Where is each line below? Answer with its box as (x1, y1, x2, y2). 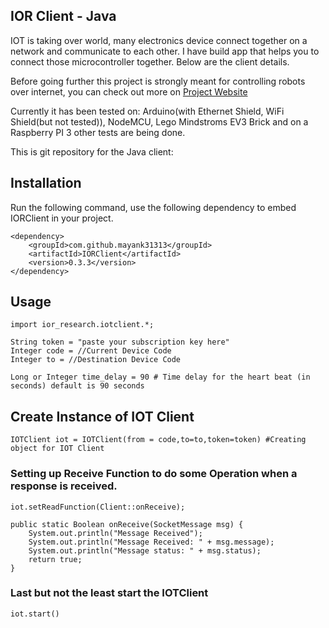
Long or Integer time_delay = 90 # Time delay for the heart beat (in (10, 372, 311, 383)
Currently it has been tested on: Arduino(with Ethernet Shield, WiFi (10, 105, 285, 117)
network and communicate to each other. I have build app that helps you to (10, 45, 320, 57)
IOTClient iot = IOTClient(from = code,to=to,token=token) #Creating (10, 435, 307, 445)
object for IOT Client (10, 444, 105, 454)
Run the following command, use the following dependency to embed (10, 201, 297, 213)
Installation (10, 175, 82, 192)
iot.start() (10, 609, 60, 619)
